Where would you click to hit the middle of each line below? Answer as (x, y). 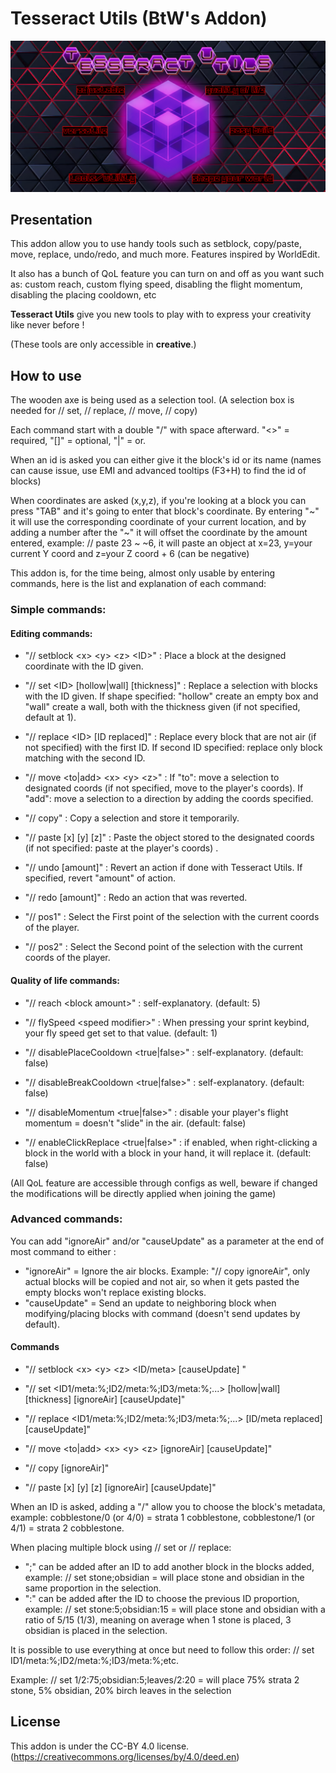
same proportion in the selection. (93, 1588)
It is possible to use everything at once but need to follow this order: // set (162, 1650)
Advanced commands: (66, 1219)
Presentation (51, 219)
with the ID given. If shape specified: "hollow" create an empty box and (171, 696)
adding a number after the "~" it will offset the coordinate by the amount (159, 533)
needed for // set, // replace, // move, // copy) (104, 411)
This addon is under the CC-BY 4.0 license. (100, 1746)
